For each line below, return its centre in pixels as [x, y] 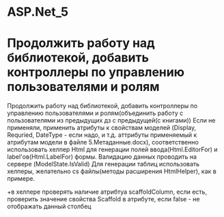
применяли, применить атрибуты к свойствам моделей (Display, [102, 128]
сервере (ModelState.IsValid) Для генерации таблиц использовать [103, 164]
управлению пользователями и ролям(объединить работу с [95, 113]
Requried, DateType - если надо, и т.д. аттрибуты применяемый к [102, 135]
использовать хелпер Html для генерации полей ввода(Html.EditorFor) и [112, 150]
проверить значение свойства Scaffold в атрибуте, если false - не [103, 199]
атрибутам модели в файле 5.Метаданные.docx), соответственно [103, 142]
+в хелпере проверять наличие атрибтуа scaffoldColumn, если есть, [107, 192]
